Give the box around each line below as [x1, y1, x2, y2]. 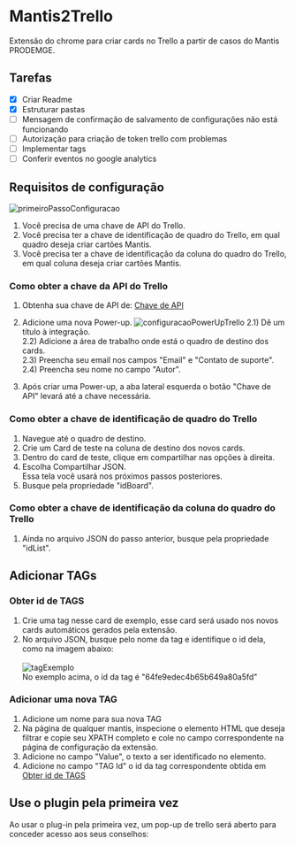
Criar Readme [21, 94, 72, 104]
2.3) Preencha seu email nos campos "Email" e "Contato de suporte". [21, 355, 275, 365]
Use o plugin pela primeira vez [9, 796, 179, 811]
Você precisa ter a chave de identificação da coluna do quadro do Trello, [21, 248, 287, 258]
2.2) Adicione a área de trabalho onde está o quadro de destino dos [21, 336, 269, 347]
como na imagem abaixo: [21, 643, 114, 654]
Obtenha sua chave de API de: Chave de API [21, 300, 184, 311]
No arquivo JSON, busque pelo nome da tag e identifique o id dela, [21, 634, 267, 644]
